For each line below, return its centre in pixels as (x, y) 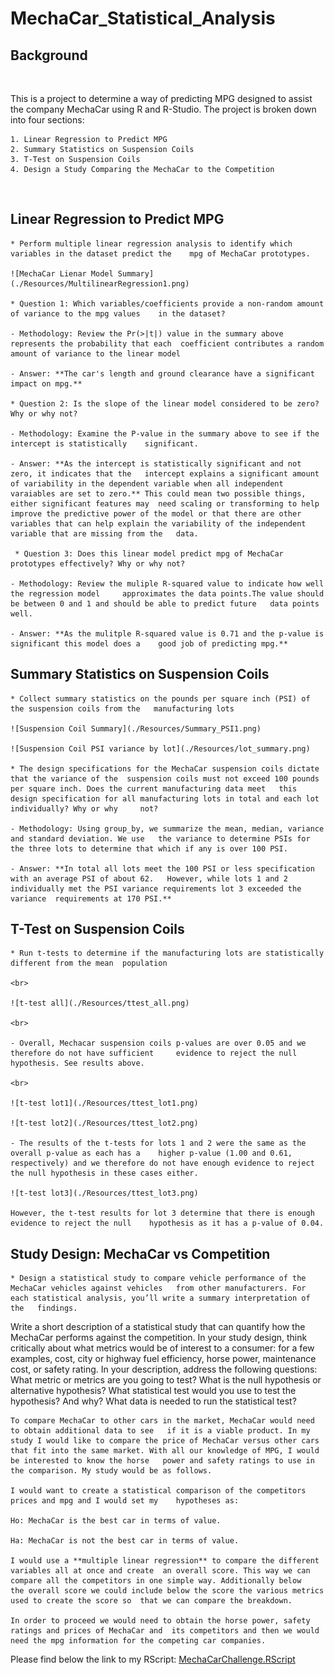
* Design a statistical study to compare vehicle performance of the (158, 1278)
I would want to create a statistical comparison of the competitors (158, 1491)
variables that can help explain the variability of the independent (158, 523)
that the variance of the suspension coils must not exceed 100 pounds (165, 778)
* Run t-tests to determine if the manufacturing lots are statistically (167, 953)
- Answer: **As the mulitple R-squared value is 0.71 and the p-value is (167, 633)
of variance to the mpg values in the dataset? (118, 313)
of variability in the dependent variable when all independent (147, 483)
